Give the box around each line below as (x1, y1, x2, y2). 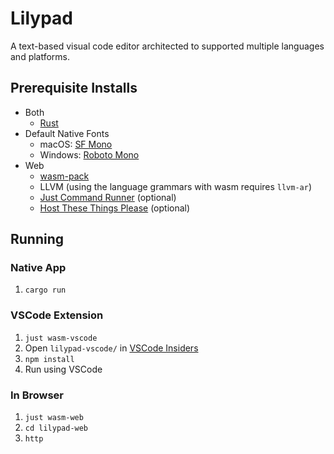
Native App (10, 261, 67, 275)
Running (10, 231, 65, 248)
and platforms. (10, 50, 71, 62)
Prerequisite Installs (10, 80, 138, 97)
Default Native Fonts (24, 127, 110, 139)
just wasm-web (24, 413, 84, 423)
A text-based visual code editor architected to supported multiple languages (10, 40, 325, 52)
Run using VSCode (24, 363, 103, 375)
